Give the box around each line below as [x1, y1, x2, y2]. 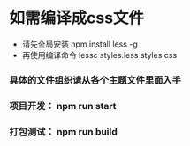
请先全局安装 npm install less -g [21, 39, 139, 49]
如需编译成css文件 [9, 8, 144, 28]
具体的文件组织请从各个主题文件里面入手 [9, 74, 181, 86]
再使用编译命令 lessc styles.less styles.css [21, 49, 178, 60]
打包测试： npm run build [9, 125, 118, 137]
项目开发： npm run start [9, 99, 117, 112]
